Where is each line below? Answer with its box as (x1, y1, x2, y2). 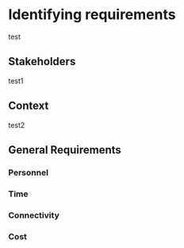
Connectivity (8, 209, 59, 220)
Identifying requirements (8, 6, 176, 24)
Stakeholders (8, 55, 76, 68)
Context (8, 99, 49, 113)
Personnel (8, 167, 49, 178)
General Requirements (8, 143, 121, 157)
